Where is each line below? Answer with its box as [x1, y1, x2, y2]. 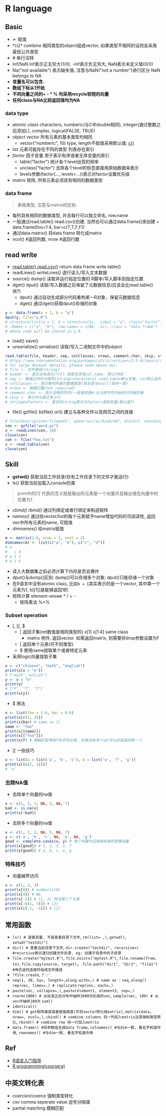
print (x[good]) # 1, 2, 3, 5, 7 [5, 844, 72, 849]
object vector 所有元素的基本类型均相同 [12, 134, 93, 140]
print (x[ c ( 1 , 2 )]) [5, 715, 43, 720]
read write [5, 251, 38, 259]
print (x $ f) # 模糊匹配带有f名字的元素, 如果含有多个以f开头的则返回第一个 [5, 738, 142, 743]
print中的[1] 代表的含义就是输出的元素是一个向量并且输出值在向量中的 [17, 490, 159, 497]
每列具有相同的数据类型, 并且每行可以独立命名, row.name [12, 212, 128, 218]
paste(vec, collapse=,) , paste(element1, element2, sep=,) [12, 987, 135, 993]
